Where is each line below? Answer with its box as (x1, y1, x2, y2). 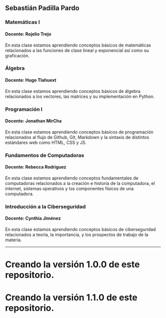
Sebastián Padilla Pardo (5, 4, 80, 12)
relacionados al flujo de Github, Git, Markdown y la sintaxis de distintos (5, 134, 150, 140)
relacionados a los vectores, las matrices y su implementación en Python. (5, 93, 155, 99)
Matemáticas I (5, 19, 41, 26)
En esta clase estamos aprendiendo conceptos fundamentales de (5, 175, 139, 181)
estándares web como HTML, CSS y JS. (5, 139, 87, 145)
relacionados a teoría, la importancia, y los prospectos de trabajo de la (5, 232, 149, 238)
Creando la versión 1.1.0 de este (5, 292, 137, 303)
